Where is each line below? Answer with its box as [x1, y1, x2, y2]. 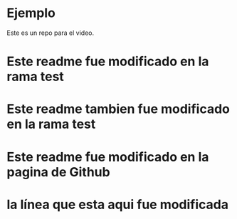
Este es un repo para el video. [6, 28, 94, 37]
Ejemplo [6, 5, 56, 21]
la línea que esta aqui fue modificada [6, 196, 229, 213]
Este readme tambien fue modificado [6, 101, 231, 117]
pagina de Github [6, 164, 111, 180]
